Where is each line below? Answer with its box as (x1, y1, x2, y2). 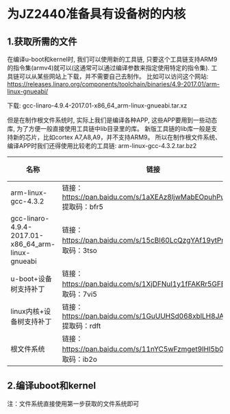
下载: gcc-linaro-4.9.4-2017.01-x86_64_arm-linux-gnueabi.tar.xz (7, 101, 188, 110)
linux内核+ (10, 306, 44, 316)
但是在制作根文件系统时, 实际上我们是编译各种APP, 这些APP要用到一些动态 (7, 116, 218, 124)
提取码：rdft (62, 321, 101, 330)
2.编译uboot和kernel (7, 380, 97, 391)
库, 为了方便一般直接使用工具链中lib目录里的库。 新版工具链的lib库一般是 (7, 125, 212, 132)
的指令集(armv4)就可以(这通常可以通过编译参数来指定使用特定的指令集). (7, 64, 210, 72)
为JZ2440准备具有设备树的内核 (7, 6, 186, 22)
